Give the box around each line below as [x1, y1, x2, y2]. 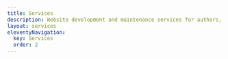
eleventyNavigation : [7, 28, 66, 36]
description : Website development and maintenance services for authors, [7, 16, 223, 23]
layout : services [7, 22, 57, 29]
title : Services [7, 9, 53, 17]
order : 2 [13, 41, 38, 48]
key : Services [13, 35, 53, 42]
